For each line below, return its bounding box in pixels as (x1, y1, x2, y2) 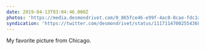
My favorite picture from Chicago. (6, 37, 92, 45)
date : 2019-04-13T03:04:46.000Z (6, 9, 88, 15)
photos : (6, 15, 26, 21)
